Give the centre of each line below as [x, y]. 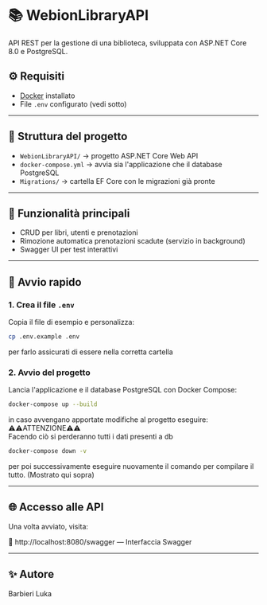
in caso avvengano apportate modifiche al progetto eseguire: [108, 420]
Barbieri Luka [30, 593]
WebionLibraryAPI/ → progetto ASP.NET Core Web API [109, 155]
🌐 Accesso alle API [56, 507]
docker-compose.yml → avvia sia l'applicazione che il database [121, 164]
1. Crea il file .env [41, 305]
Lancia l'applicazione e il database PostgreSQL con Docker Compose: [123, 390]
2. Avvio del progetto [49, 373]
